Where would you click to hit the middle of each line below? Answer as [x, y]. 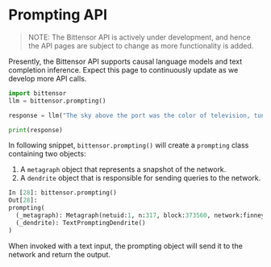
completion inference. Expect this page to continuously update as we [123, 69]
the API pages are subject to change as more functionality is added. [141, 45]
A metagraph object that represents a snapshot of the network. [123, 169]
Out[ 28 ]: [23, 200]
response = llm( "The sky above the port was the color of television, [129, 115]
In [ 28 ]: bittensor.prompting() [63, 193]
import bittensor [38, 93]
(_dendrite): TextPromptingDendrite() [81, 223]
